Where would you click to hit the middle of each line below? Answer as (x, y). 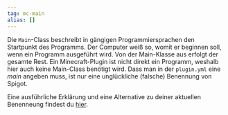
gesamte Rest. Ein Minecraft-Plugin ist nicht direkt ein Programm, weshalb (113, 61)
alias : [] (21, 20)
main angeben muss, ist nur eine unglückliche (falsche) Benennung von (109, 76)
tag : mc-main (26, 13)
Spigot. (17, 83)
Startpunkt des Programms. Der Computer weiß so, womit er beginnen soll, (114, 47)
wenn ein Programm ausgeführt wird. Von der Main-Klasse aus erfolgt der (113, 54)
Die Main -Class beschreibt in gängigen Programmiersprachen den (101, 39)
